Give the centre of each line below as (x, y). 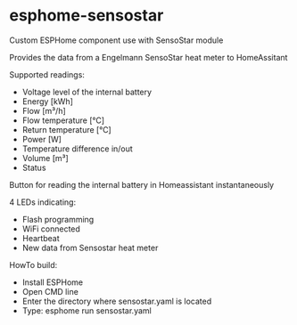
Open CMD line (50, 291)
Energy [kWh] (48, 101)
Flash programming (58, 219)
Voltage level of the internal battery (87, 92)
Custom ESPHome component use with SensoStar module (116, 40)
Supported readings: (47, 74)
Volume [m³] (45, 158)
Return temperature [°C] (66, 129)
